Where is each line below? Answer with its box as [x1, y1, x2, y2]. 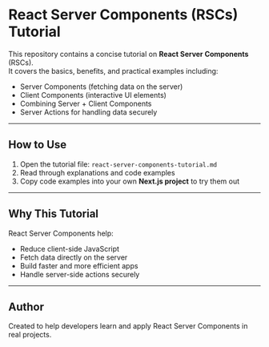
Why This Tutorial [8, 207, 98, 221]
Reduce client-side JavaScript [19, 244, 120, 253]
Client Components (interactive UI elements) [19, 90, 167, 99]
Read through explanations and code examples [19, 167, 175, 177]
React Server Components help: [8, 228, 114, 238]
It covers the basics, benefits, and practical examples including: [8, 66, 219, 75]
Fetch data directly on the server [19, 252, 128, 262]
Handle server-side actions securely [19, 269, 140, 279]
